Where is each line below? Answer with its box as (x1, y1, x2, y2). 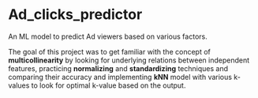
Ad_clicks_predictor (8, 6, 143, 24)
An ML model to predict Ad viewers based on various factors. (8, 32, 208, 41)
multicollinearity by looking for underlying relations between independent (8, 55, 250, 65)
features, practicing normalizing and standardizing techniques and (8, 63, 229, 73)
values (8, 81, 30, 90)
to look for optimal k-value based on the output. (31, 81, 186, 90)
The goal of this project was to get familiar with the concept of (8, 47, 211, 56)
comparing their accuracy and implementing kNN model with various (8, 72, 233, 81)
